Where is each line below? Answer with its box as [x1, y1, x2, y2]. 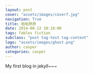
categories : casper [5, 49, 46, 54]
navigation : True [5, 16, 42, 21]
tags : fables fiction [5, 30, 51, 35]
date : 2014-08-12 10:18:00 [5, 26, 62, 31]
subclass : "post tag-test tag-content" [5, 35, 89, 40]
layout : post [5, 7, 33, 12]
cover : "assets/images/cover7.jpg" [5, 12, 80, 17]
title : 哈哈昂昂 [5, 21, 36, 26]
